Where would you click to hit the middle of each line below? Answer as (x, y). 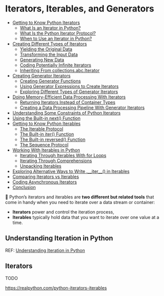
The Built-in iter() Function (47, 134)
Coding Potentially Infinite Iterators (55, 65)
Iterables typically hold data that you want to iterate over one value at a (86, 217)
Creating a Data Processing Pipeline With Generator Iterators (82, 107)
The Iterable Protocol (41, 128)
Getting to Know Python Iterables (46, 123)
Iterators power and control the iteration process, (63, 212)
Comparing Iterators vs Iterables (46, 176)
